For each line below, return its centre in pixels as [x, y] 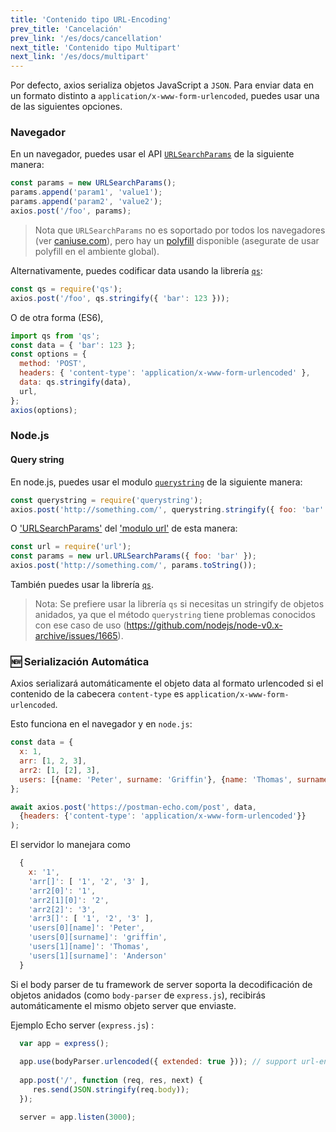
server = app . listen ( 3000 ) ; [78, 1117]
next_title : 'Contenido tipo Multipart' [96, 47]
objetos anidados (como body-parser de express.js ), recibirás [138, 995]
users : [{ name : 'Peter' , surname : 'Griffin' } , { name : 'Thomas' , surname [174, 779]
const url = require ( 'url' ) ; [71, 547]
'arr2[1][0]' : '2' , [69, 900]
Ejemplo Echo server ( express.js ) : [82, 1025]
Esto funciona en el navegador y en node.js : [101, 724]
